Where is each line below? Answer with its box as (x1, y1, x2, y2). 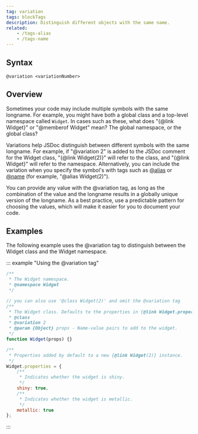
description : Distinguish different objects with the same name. (6, 19, 170, 25)
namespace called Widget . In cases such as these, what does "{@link (6, 117, 174, 124)
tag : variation (6, 8, 44, 15)
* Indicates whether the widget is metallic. (19, 396, 133, 402)
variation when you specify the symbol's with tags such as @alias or (6, 166, 173, 174)
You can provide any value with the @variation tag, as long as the (6, 184, 165, 191)
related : (6, 25, 28, 31)
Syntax (6, 58, 33, 68)
